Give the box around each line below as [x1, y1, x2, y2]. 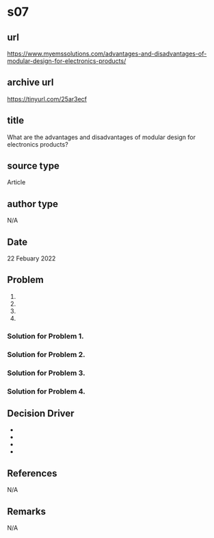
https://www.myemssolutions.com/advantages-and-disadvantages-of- [7, 49, 207, 58]
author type [7, 198, 59, 210]
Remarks [7, 505, 46, 517]
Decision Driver [7, 407, 75, 419]
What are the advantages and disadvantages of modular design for [7, 133, 196, 141]
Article [7, 178, 26, 186]
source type [7, 160, 60, 172]
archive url [7, 77, 54, 88]
